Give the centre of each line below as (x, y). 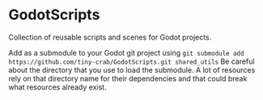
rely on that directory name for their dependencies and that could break (128, 78)
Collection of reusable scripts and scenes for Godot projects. (110, 37)
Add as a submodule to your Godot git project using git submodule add (126, 52)
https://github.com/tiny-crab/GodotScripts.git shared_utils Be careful (131, 61)
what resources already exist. (57, 87)
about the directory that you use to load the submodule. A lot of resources (132, 69)
